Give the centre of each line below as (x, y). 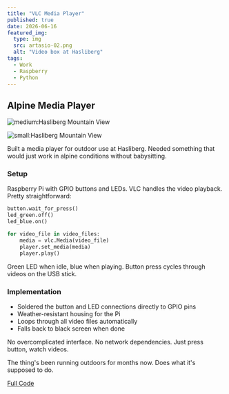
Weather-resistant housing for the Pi (69, 313)
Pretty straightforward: (39, 196)
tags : (15, 59)
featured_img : (28, 33)
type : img (27, 39)
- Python (26, 77)
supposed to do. (30, 370)
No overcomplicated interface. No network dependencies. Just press (105, 342)
